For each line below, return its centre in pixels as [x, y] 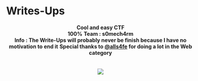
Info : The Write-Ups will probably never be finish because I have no [100, 40]
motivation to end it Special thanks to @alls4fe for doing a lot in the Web [100, 46]
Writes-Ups [36, 11]
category [100, 52]
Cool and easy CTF [100, 27]
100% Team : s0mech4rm [100, 33]
